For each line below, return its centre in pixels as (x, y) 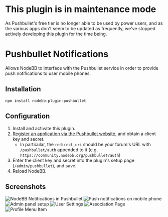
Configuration (28, 116)
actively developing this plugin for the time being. (56, 34)
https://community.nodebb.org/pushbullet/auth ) (70, 155)
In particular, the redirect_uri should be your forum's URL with (86, 144)
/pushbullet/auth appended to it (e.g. (59, 150)
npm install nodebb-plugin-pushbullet (46, 101)
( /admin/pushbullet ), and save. (44, 166)
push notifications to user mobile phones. (48, 73)
